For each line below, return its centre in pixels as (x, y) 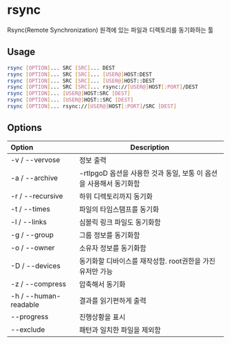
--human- (43, 296)
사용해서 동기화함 (113, 183)
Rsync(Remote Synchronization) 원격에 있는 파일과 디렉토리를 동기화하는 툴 (110, 30)
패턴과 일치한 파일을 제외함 (120, 330)
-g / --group (32, 234)
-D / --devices (35, 265)
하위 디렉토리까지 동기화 (116, 196)
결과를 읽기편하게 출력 (112, 301)
